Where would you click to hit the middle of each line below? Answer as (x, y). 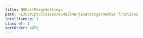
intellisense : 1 (22, 19)
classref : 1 (17, 23)
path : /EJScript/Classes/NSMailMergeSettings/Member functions (72, 14)
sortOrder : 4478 (22, 28)
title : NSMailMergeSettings (34, 10)
